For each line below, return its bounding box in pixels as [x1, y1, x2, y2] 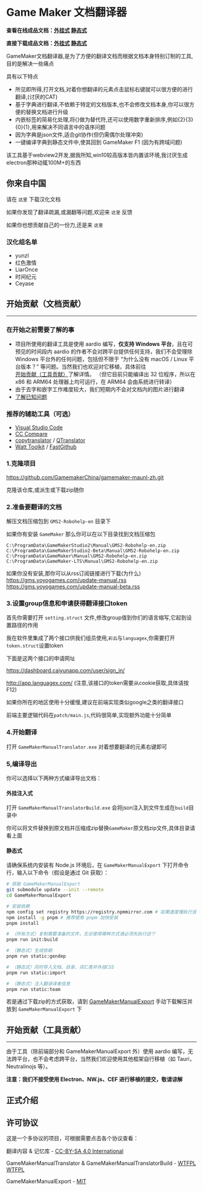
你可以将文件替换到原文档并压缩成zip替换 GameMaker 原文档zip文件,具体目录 [6, 825, 190, 832]
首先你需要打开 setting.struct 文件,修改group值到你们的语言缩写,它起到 [6, 614, 187, 621]
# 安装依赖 [6, 903, 30, 909]
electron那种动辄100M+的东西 [6, 158, 82, 166]
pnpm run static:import [6, 970, 66, 976]
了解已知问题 [14, 394, 47, 401]
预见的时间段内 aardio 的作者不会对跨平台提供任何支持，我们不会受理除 [14, 348, 193, 355]
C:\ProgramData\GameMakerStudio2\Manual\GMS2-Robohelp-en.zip [6, 542, 166, 549]
